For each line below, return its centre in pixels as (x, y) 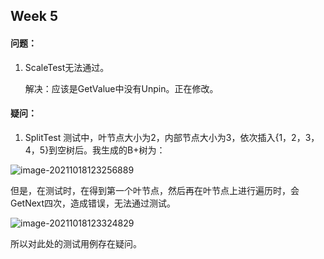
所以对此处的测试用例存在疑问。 (76, 243)
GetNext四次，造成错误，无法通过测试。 (93, 203)
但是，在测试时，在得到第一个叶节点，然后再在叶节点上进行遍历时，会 (155, 190)
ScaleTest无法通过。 (67, 67)
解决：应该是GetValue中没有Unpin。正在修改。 (121, 88)
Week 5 (34, 16)
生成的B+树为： (133, 150)
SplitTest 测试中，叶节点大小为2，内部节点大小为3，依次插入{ (152, 137)
